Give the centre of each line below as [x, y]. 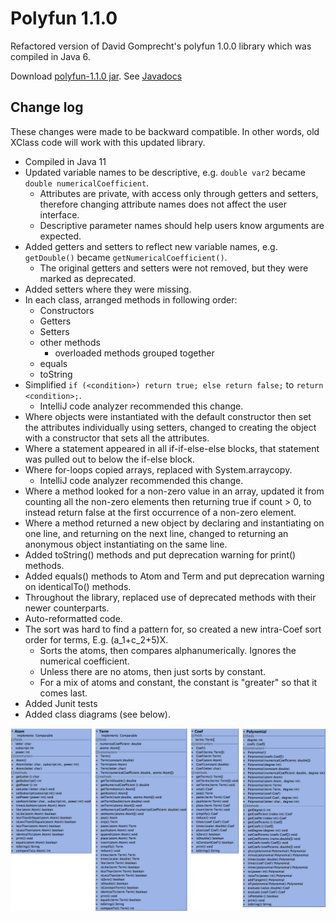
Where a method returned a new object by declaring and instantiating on [174, 523]
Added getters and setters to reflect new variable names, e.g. [151, 246]
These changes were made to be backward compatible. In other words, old [165, 131]
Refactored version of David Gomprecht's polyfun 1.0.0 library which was [161, 46]
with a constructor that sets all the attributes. [117, 438]
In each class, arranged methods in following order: [131, 299]
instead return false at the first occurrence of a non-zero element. [160, 512]
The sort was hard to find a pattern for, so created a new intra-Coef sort [173, 629]
